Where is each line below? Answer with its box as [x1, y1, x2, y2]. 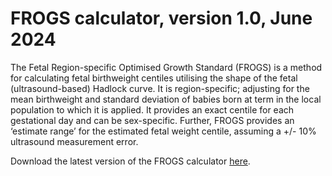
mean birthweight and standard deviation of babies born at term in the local [10, 93, 322, 105]
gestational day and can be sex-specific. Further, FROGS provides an [10, 114, 295, 126]
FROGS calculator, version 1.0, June [10, 7, 313, 30]
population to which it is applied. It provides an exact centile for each [10, 103, 295, 116]
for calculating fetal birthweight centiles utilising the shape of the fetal [10, 72, 298, 84]
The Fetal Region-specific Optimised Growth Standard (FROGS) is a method [10, 61, 323, 73]
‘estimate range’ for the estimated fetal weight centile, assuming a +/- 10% [10, 125, 317, 137]
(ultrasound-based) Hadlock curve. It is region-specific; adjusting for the [10, 82, 310, 94]
